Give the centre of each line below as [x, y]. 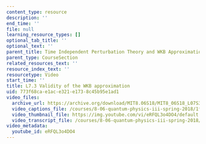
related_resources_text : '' [42, 63]
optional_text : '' [30, 47]
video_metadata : [27, 126]
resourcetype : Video [33, 75]
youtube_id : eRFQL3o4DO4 [44, 132]
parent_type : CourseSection [42, 58]
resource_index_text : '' [38, 69]
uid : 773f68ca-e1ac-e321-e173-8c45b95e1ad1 [63, 92]
